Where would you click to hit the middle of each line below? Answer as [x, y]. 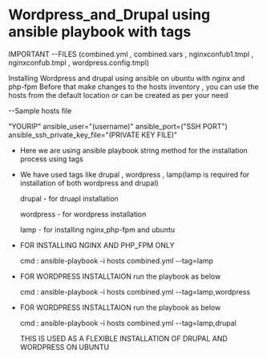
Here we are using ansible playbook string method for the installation [134, 150]
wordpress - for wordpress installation [83, 214]
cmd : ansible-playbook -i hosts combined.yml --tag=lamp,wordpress [135, 291]
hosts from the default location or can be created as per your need [118, 95]
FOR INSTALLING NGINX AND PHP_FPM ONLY [97, 245]
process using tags [52, 159]
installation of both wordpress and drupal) [89, 183]
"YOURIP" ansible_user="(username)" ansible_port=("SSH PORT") [118, 126]
